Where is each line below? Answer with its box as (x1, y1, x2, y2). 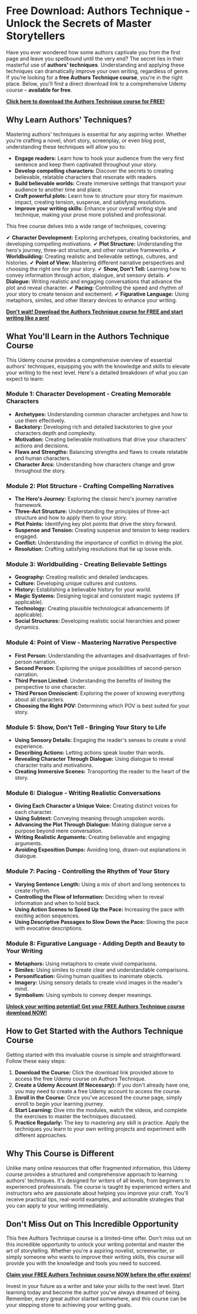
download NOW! (6, 1009, 47, 1016)
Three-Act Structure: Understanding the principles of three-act (14, 508, 169, 515)
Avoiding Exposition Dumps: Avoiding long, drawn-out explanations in (14, 846, 186, 854)
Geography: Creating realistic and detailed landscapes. (14, 574, 149, 581)
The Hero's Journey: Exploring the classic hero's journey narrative (14, 495, 178, 502)
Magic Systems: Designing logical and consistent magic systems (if (14, 592, 180, 600)
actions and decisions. (14, 442, 69, 449)
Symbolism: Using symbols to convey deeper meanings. (14, 991, 153, 998)
